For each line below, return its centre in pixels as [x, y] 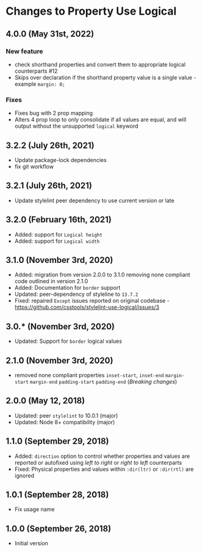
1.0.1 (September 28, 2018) [57, 495]
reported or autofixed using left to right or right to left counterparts [98, 462]
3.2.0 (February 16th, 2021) [59, 220]
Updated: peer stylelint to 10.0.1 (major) [66, 415]
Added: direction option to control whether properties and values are [102, 456]
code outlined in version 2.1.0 [51, 281]
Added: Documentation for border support [67, 288]
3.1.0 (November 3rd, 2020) [60, 260]
